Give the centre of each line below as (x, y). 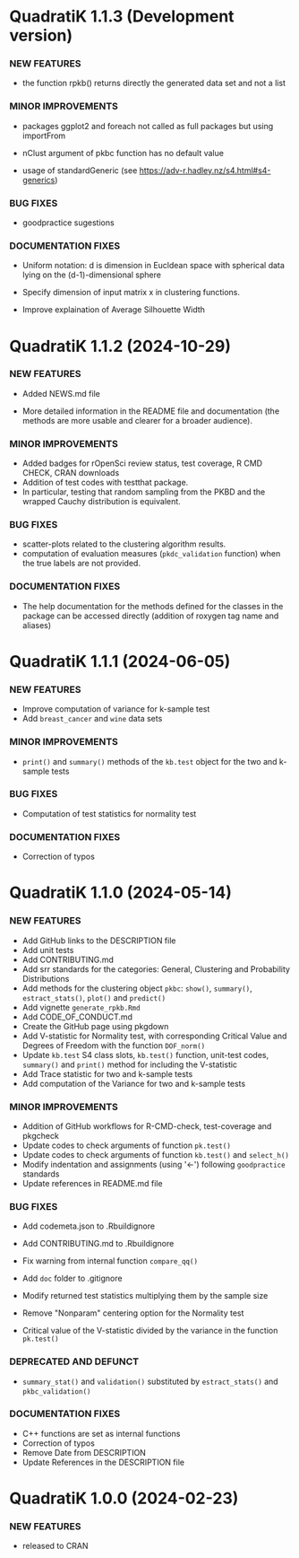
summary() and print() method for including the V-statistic (130, 1064)
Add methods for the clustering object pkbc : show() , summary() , (137, 988)
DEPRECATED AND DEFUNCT (74, 1361)
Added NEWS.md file (61, 393)
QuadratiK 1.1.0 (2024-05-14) (121, 893)
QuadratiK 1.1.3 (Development (122, 17)
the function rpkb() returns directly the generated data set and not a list (154, 83)
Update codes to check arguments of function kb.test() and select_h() (155, 1154)
